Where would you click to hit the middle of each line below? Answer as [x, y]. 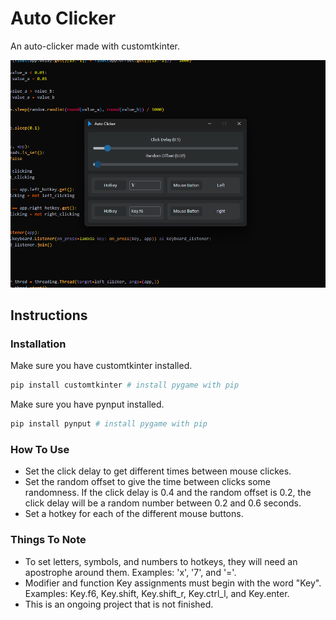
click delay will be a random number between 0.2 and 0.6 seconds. [163, 503]
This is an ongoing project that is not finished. [119, 604]
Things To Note [48, 540]
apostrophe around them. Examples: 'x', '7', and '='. [130, 572]
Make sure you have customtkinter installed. [101, 366]
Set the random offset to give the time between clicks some [147, 482]
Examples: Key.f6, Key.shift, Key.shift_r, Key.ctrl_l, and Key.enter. [157, 593]
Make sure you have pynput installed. [87, 404]
